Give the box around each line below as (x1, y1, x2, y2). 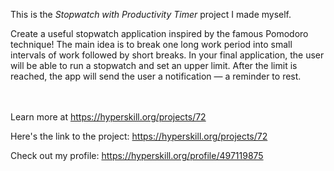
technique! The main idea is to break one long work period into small (10, 39, 293, 50)
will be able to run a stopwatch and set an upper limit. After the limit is (10, 60, 298, 71)
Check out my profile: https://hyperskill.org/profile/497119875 (10, 150, 264, 161)
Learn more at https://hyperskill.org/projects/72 (10, 111, 207, 123)
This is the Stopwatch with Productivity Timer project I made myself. (10, 9, 292, 20)
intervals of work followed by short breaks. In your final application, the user (10, 49, 325, 61)
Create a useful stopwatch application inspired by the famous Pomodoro (10, 28, 309, 39)
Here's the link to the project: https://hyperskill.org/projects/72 (10, 130, 268, 142)
